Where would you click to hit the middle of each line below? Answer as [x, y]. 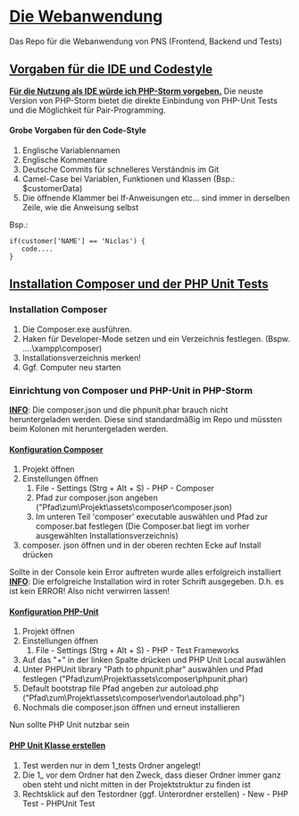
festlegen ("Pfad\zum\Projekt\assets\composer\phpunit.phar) [135, 679]
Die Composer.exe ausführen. [77, 329]
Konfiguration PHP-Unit [54, 611]
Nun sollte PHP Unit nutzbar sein [70, 725]
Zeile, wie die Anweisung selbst [80, 207]
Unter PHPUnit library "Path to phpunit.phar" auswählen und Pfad [142, 669]
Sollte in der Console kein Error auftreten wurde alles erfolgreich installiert [145, 572]
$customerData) [52, 188]
